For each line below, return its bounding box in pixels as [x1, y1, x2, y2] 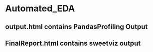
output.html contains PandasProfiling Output [5, 23, 148, 31]
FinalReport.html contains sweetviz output [5, 39, 141, 47]
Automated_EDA [5, 3, 75, 14]
